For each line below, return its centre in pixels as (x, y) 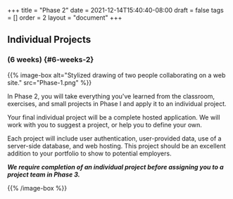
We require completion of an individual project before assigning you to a (115, 167)
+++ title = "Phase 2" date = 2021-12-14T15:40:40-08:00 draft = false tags (115, 10)
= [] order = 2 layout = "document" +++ (65, 18)
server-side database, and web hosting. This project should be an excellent (117, 146)
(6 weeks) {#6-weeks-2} (51, 60)
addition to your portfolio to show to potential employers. (89, 153)
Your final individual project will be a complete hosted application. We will (114, 117)
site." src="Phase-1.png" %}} (50, 82)
